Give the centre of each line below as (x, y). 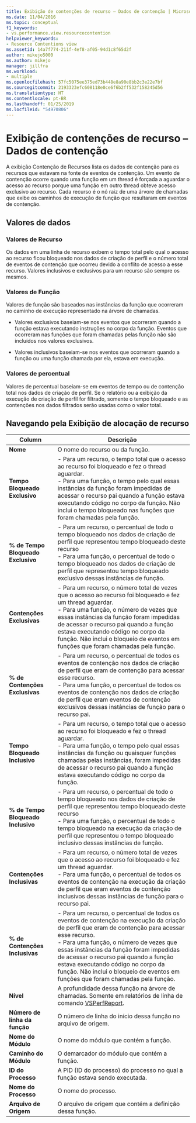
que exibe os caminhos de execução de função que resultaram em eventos (97, 198)
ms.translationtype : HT (35, 93)
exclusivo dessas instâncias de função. (111, 578)
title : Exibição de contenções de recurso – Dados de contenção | (88, 11)
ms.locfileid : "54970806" (37, 109)
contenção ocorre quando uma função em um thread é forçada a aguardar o (98, 180)
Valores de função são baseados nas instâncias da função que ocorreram (95, 305)
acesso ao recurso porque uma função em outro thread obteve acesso (91, 185)
